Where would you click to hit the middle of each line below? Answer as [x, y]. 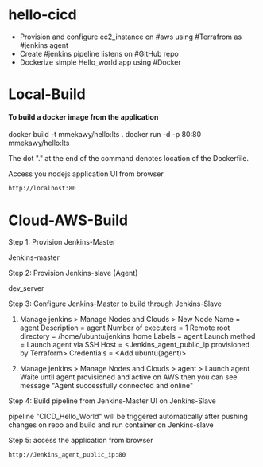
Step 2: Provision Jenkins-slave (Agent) [73, 273]
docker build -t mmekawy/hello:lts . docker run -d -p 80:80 [104, 135]
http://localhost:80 [43, 189]
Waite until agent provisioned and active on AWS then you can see [128, 377]
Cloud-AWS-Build [68, 220]
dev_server [26, 288]
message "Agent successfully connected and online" [106, 386]
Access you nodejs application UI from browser [86, 174]
